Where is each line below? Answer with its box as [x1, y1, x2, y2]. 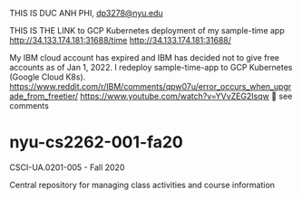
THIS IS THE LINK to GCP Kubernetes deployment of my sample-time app [9, 25, 285, 35]
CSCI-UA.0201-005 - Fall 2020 [9, 162, 125, 173]
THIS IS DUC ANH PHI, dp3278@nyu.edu [9, 8, 163, 18]
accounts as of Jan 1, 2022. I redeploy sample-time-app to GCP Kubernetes [9, 62, 293, 72]
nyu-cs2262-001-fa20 [9, 132, 183, 153]
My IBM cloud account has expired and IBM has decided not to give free [9, 52, 279, 62]
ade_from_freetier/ [9, 90, 79, 101]
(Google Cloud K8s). [9, 71, 86, 82]
